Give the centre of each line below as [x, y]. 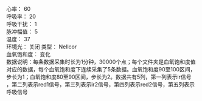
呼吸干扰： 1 [22, 24]
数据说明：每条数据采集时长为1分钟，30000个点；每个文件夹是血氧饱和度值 [101, 62]
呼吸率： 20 [21, 16]
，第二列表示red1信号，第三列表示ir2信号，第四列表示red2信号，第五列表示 [100, 84]
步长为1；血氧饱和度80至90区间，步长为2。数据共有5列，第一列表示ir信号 [99, 77]
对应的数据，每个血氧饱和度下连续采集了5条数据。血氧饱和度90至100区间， [101, 69]
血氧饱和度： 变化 [28, 54]
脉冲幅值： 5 [22, 31]
